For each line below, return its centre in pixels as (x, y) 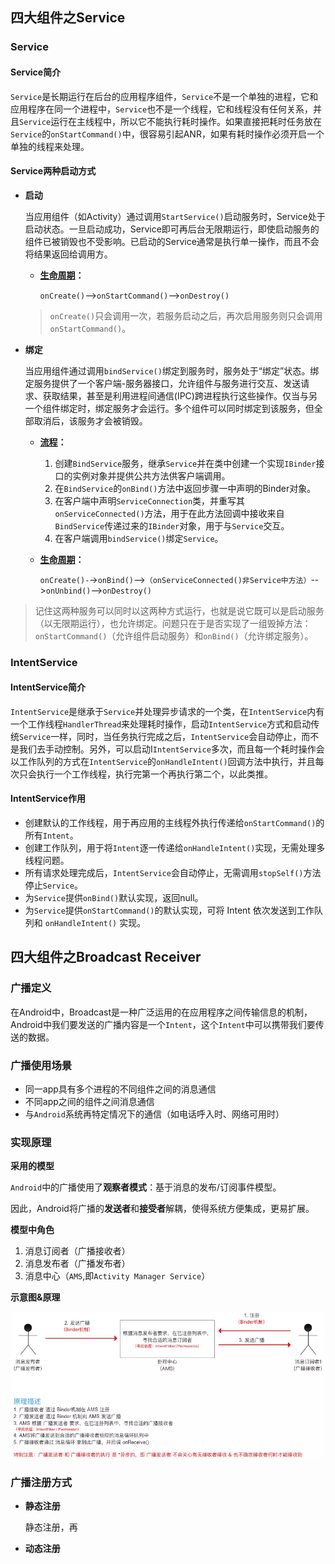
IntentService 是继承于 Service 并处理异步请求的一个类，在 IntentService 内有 (167, 711)
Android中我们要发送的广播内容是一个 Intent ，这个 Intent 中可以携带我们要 (163, 1024)
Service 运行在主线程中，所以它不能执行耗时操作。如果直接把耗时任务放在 (171, 121)
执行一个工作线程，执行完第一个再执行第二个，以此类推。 (154, 774)
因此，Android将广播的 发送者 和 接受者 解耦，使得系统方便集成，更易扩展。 (162, 1209)
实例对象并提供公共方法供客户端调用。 (151, 475)
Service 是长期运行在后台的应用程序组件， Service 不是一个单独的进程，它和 (164, 96)
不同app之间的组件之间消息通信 (89, 1102)
